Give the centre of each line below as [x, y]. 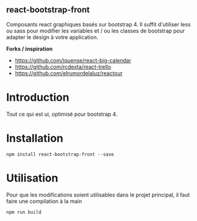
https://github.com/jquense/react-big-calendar [73, 60]
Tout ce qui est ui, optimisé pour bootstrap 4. [62, 114]
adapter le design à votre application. [52, 37]
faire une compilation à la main [44, 201]
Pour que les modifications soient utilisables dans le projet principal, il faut [98, 195]
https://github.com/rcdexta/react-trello [63, 67]
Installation [35, 138]
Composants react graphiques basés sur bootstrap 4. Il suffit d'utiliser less [98, 24]
